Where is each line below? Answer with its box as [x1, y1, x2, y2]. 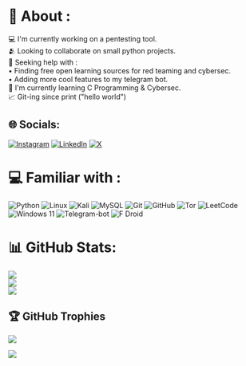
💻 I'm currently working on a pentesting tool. [8, 33, 157, 43]
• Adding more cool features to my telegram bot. [8, 74, 169, 84]
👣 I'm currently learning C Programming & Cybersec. [8, 83, 181, 92]
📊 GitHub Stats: [8, 238, 117, 256]
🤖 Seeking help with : [8, 57, 78, 67]
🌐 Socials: [8, 118, 61, 132]
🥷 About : [8, 7, 71, 26]
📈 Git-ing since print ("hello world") [8, 92, 126, 101]
